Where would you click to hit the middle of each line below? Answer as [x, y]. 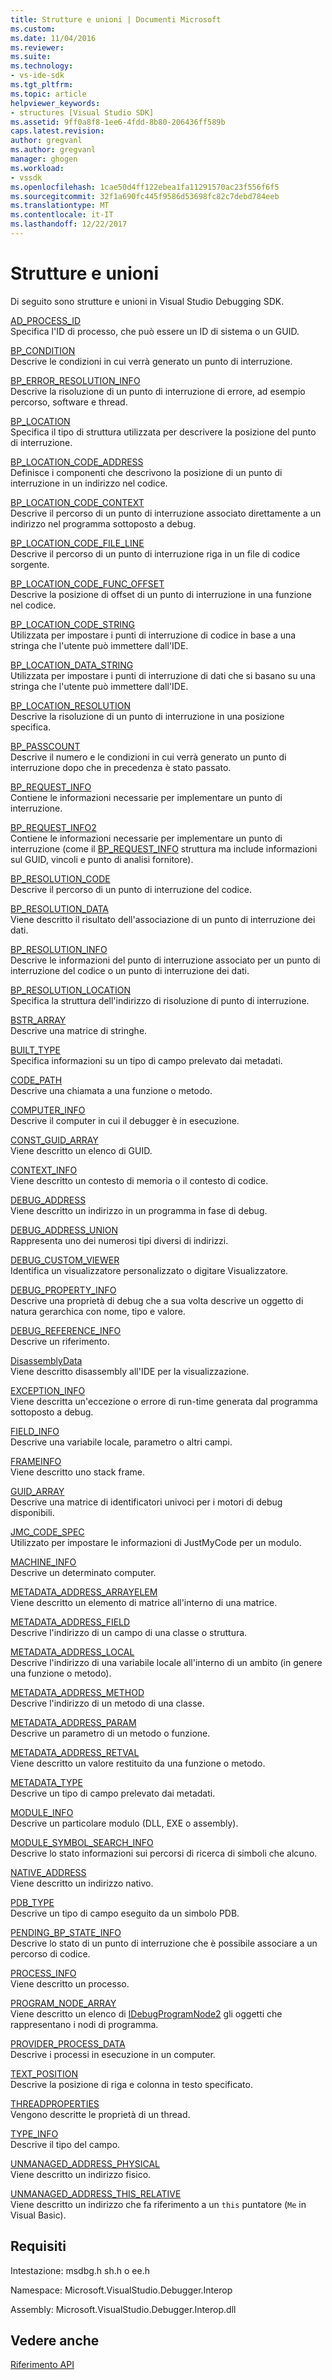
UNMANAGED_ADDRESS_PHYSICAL [85, 2163]
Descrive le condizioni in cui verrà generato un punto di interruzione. [151, 361]
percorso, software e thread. [69, 402]
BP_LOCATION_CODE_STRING [73, 624]
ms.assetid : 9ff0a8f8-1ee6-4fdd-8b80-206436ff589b [118, 122]
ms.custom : [33, 29]
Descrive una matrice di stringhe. [79, 1030]
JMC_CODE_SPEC [47, 1532]
